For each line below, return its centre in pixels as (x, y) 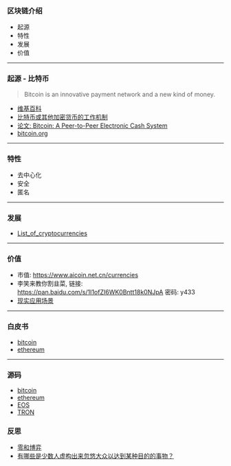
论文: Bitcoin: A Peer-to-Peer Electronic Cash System (92, 126)
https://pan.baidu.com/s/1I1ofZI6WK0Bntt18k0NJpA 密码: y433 (106, 292)
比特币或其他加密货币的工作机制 (62, 117)
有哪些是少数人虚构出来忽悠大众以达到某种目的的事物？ (95, 456)
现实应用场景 (35, 301)
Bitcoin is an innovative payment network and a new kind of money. (119, 94)
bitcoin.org (32, 133)
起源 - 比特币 (28, 79)
